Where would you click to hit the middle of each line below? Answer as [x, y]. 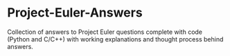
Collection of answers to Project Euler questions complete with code [105, 32]
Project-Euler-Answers [75, 13]
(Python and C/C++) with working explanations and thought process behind [115, 39]
